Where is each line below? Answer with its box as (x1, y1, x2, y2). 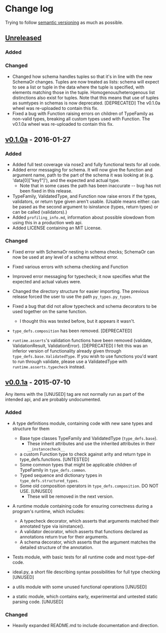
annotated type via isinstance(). (19, 523, 85, 529)
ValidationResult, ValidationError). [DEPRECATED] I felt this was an (12, 343, 148, 349)
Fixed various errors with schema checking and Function (12, 264, 129, 270)
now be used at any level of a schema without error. (12, 254, 118, 260)
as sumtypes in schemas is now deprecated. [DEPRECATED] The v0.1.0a (12, 100, 161, 106)
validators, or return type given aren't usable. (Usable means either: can (12, 198, 160, 204)
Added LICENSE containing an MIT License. (12, 225, 102, 231)
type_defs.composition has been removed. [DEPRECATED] (12, 328, 132, 334)
